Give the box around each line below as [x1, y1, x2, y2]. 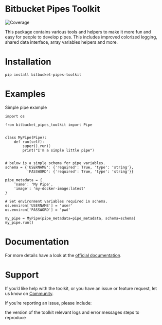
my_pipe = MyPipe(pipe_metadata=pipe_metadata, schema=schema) [5, 216, 136, 221]
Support [5, 269, 39, 280]
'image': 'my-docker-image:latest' [14, 186, 86, 191]
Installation [5, 56, 52, 68]
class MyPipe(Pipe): [5, 135, 47, 140]
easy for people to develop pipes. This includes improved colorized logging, [5, 34, 157, 40]
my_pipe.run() [5, 220, 34, 225]
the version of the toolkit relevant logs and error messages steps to [5, 309, 140, 315]
